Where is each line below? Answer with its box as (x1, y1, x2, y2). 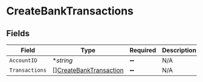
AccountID (9, 57, 37, 64)
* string (52, 56, 73, 65)
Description (162, 46, 196, 54)
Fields (6, 28, 30, 39)
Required (129, 46, 156, 54)
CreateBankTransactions (6, 4, 134, 18)
